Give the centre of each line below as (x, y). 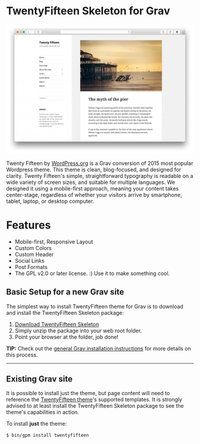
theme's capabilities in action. (43, 412)
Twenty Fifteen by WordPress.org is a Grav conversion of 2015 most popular (100, 163)
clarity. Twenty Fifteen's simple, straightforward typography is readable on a (100, 176)
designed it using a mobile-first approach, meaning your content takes (93, 188)
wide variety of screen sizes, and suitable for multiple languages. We (91, 182)
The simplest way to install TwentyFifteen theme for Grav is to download (95, 306)
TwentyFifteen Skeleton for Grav (88, 11)
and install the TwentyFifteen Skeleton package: (65, 312)
